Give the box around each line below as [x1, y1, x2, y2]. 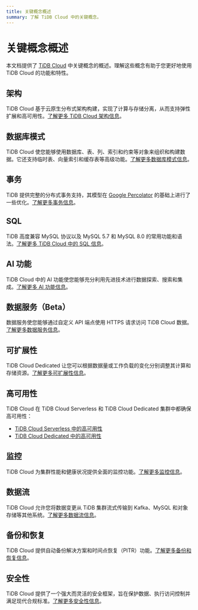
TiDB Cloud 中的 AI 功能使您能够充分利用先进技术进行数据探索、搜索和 [6, 276, 178, 283]
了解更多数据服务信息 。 [6, 326, 63, 334]
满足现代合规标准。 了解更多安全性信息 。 [6, 598, 105, 605]
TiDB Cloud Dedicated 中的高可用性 [14, 432, 102, 439]
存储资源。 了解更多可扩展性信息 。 [6, 370, 89, 377]
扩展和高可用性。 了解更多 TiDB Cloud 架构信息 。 [6, 113, 125, 120]
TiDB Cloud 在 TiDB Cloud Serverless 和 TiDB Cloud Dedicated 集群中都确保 [6, 405, 191, 412]
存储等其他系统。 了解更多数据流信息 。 [6, 511, 99, 518]
